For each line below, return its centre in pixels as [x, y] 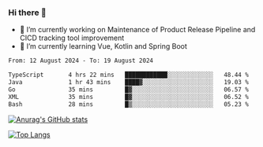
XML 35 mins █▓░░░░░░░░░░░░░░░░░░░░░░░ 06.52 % [128, 97]
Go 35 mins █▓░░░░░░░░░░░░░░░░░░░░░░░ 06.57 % [128, 90]
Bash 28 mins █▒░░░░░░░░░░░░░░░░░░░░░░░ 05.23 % [128, 104]
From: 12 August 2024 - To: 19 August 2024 [81, 61]
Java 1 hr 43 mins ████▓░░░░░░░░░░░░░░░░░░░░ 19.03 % [128, 83]
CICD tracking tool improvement [72, 38]
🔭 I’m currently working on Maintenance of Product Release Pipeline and [137, 30]
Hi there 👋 [28, 13]
